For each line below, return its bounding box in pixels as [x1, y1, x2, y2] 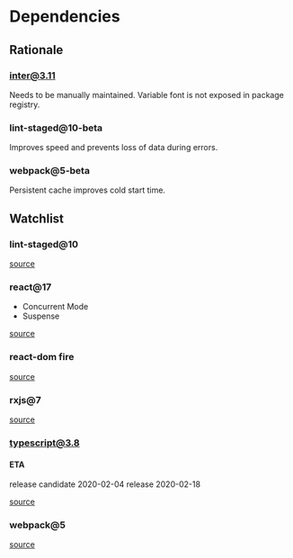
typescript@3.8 [9, 436, 81, 449]
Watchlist [9, 211, 65, 226]
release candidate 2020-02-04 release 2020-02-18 [9, 479, 200, 490]
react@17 [9, 281, 52, 293]
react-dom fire [9, 351, 75, 364]
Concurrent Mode [22, 301, 89, 312]
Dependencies [9, 6, 120, 27]
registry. [9, 99, 40, 110]
